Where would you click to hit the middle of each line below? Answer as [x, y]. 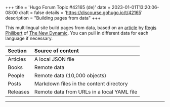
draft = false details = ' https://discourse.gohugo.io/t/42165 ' [81, 13]
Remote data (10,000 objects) [70, 76]
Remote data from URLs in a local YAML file [86, 92]
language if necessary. [29, 38]
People [16, 76]
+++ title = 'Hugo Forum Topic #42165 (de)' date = [58, 7]
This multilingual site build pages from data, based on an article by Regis [81, 28]
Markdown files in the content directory [81, 84]
